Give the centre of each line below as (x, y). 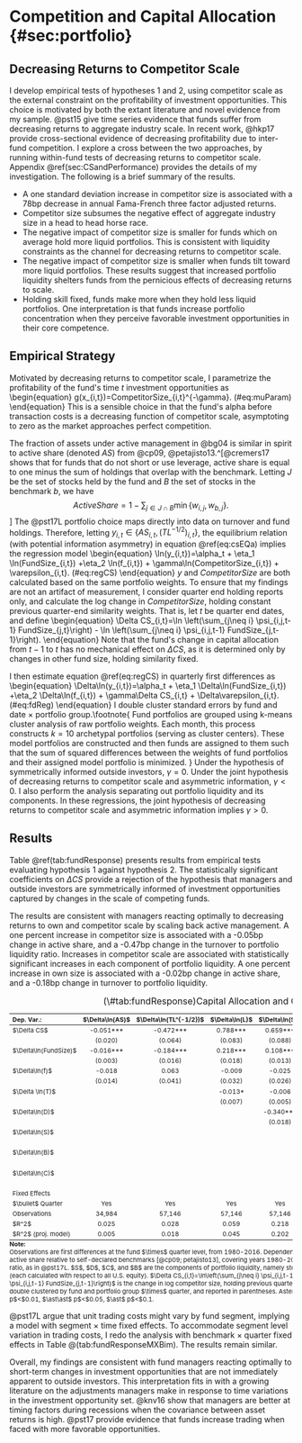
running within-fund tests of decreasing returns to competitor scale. (135, 158)
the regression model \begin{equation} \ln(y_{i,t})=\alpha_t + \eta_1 (132, 554)
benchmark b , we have (52, 491)
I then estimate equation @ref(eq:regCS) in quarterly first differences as (142, 676)
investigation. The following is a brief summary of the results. (123, 176)
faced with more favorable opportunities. (85, 1429)
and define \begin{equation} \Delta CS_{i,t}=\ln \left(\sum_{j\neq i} (132, 621)
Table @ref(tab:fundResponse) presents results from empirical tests (135, 860)
